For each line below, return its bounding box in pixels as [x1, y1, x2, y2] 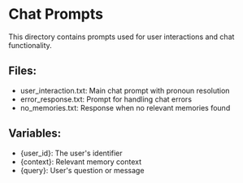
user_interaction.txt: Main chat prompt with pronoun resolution [20, 85, 230, 95]
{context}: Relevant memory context [20, 156, 142, 167]
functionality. [8, 40, 53, 50]
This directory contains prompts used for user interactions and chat [8, 32, 235, 41]
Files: [8, 64, 37, 78]
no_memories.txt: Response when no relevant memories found [20, 102, 231, 112]
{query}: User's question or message [20, 165, 145, 175]
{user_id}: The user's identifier [20, 148, 124, 158]
